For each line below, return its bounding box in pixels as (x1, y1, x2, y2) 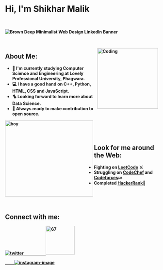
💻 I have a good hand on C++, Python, (12, 81, 91, 87)
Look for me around (94, 144, 154, 152)
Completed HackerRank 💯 (94, 180, 146, 186)
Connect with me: (5, 213, 60, 221)
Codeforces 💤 (94, 174, 122, 180)
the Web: (94, 152, 122, 160)
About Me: (5, 52, 38, 61)
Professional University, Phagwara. (12, 75, 85, 81)
